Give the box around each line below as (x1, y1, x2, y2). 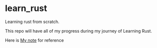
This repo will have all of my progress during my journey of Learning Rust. (5, 28, 152, 34)
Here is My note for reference (5, 37, 64, 43)
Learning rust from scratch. (5, 19, 59, 24)
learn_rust (5, 3, 47, 14)
